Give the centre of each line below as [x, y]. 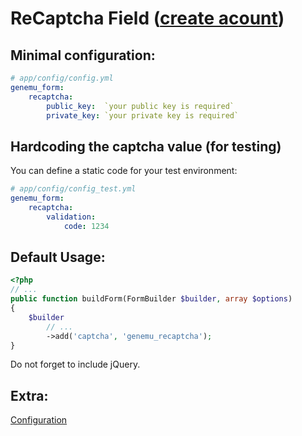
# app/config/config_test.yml [73, 189]
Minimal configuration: [83, 55]
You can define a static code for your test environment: [124, 171]
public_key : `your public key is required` [140, 106]
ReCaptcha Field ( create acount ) [147, 18]
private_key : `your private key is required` [143, 115]
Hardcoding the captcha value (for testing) [146, 146]
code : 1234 [86, 226]
